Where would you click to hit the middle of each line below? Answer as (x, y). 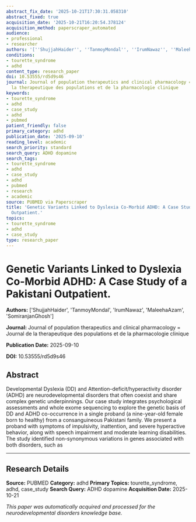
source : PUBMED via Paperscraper (47, 202)
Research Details (37, 469)
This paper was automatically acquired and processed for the (81, 506)
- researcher (22, 44)
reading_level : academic (36, 142)
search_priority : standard (39, 147)
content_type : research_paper (43, 71)
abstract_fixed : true (32, 17)
